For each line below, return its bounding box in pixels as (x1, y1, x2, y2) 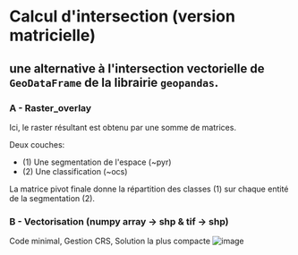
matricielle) (9, 25, 96, 46)
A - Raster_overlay (9, 101, 92, 114)
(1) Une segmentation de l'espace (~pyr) (21, 157, 172, 167)
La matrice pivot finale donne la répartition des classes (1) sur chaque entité (9, 183, 289, 194)
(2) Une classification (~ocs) (21, 166, 128, 176)
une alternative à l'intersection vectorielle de (9, 61, 265, 76)
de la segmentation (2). (9, 192, 96, 203)
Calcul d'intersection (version (9, 6, 235, 27)
